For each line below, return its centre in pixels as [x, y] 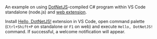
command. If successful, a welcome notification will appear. [65, 32]
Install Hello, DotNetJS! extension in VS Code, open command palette [75, 21]
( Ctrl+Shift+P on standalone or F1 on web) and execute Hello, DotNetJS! [79, 26]
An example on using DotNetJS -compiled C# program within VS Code [75, 7]
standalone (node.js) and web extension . [46, 12]
